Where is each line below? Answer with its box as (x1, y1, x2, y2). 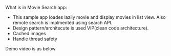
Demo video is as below (5, 46, 56, 51)
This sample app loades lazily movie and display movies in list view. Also (12, 14, 166, 20)
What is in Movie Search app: (5, 5, 68, 10)
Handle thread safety (12, 36, 57, 42)
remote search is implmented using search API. (12, 20, 113, 25)
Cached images (12, 31, 46, 36)
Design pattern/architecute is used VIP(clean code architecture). (12, 25, 149, 31)
